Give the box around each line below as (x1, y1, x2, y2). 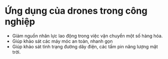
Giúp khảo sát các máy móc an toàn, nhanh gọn (12, 38, 113, 44)
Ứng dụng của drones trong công (5, 5, 148, 17)
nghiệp (5, 16, 35, 27)
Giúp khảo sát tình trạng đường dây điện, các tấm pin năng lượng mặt (12, 43, 158, 49)
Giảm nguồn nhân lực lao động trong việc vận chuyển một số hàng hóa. (12, 33, 163, 39)
